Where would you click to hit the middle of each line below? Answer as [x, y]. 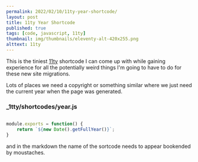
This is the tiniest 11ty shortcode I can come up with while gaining [86, 61]
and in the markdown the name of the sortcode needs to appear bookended [98, 146]
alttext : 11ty [24, 45]
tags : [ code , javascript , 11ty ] [46, 34]
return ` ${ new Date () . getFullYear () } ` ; [66, 130]
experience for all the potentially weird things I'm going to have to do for [94, 67]
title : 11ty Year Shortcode [41, 22]
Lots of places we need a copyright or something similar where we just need [99, 85]
